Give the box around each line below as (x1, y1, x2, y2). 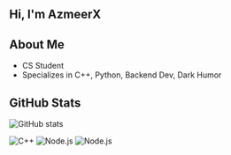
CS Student (21, 61, 65, 71)
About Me (9, 37, 65, 52)
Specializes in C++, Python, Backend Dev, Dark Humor (21, 70, 222, 80)
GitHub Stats (9, 95, 81, 110)
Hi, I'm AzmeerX (9, 7, 102, 22)
